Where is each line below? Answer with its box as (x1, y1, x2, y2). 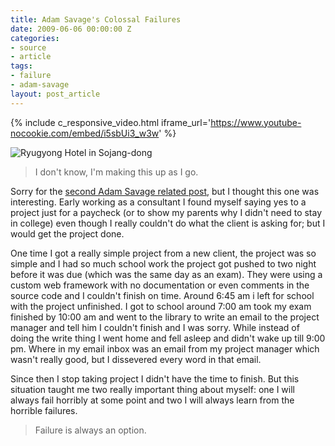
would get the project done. (10, 227, 125, 240)
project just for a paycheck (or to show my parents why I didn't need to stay (10, 206, 323, 218)
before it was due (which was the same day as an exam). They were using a (10, 268, 323, 280)
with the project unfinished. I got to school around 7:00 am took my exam (10, 300, 312, 312)
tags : (10, 61, 33, 71)
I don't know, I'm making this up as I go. (34, 166, 199, 178)
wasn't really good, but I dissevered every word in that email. (10, 353, 262, 365)
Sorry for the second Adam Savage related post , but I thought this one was (10, 185, 320, 197)
